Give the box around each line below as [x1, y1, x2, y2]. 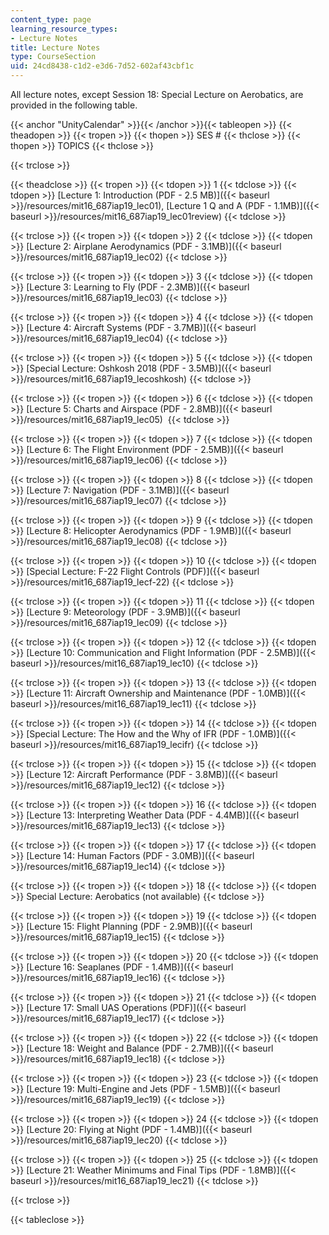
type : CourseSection [10, 52, 97, 62]
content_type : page [10, 14, 92, 25]
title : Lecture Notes [10, 42, 101, 53]
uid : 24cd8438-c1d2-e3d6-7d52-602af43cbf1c [10, 61, 195, 71]
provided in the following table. [10, 99, 138, 111]
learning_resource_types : [10, 24, 118, 34]
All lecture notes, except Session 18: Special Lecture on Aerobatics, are [10, 89, 304, 100]
